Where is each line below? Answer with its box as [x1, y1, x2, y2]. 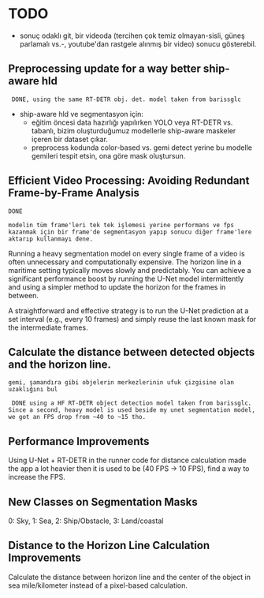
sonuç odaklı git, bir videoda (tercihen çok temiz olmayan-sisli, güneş [19, 31, 246, 40]
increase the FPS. [8, 473, 65, 482]
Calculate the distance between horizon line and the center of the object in [8, 572, 251, 581]
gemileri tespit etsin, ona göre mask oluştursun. [31, 151, 186, 160]
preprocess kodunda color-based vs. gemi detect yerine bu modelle [31, 143, 252, 152]
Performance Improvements [8, 435, 150, 448]
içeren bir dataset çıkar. [31, 134, 109, 144]
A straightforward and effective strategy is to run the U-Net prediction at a [8, 305, 249, 316]
